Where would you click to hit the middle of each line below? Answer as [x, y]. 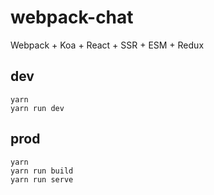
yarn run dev [37, 108]
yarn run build [42, 171]
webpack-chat [72, 17]
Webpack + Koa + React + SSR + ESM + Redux [107, 45]
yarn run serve [42, 179]
